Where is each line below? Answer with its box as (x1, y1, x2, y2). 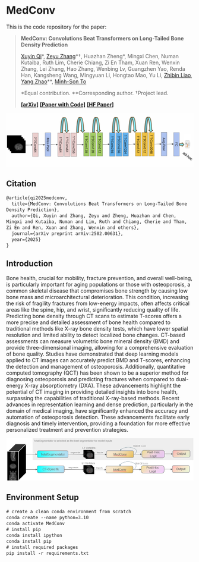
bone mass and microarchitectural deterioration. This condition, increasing (6, 293, 189, 300)
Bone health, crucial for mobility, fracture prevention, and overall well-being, (6, 274, 193, 281)
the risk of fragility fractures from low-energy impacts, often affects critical (6, 300, 190, 307)
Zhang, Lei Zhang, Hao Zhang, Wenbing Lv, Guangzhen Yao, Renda (20, 65, 185, 72)
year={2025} (11, 236, 42, 243)
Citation (6, 178, 37, 189)
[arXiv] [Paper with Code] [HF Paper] (20, 101, 114, 108)
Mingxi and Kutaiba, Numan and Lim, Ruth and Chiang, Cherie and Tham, (6, 218, 187, 225)
